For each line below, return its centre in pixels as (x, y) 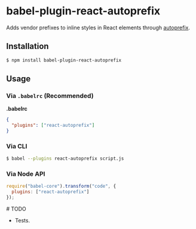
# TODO (16, 209)
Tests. (22, 221)
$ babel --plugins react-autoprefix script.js (65, 159)
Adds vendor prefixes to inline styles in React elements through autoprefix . (98, 28)
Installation (27, 46)
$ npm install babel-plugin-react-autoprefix (64, 60)
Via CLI (17, 146)
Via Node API (26, 174)
